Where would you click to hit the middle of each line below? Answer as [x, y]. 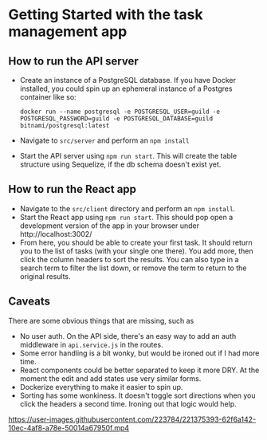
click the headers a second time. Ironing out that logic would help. [128, 403]
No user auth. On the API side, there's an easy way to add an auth [128, 336]
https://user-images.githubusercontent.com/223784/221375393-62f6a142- [132, 419]
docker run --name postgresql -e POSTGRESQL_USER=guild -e [120, 112]
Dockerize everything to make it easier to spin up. [101, 387]
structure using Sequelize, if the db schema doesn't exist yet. [120, 164]
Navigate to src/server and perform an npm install [104, 140]
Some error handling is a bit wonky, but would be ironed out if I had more [139, 353]
